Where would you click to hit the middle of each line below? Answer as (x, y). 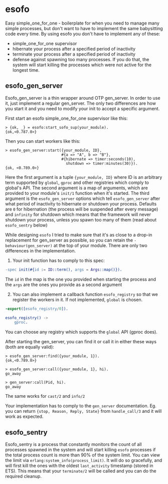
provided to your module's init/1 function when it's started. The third (77, 193)
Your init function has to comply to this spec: (59, 260)
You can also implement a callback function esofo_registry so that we (85, 294)
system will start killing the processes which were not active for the (82, 65)
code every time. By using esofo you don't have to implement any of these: (83, 34)
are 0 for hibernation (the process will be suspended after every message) (82, 209)
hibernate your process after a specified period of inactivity (74, 49)
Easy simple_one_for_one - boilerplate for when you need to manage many (82, 23)
